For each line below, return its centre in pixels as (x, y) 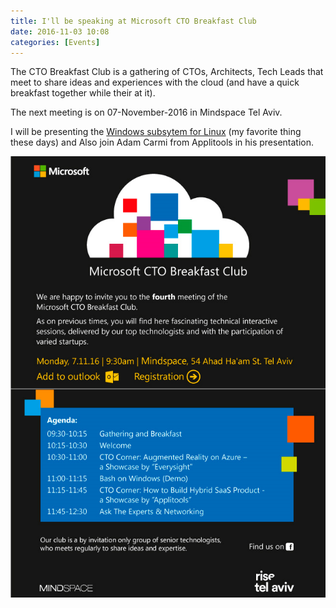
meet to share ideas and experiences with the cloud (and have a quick (155, 82)
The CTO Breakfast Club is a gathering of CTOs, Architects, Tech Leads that (167, 72)
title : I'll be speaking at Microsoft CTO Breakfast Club (133, 21)
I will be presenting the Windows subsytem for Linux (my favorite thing (156, 132)
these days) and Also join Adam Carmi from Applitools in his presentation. (162, 142)
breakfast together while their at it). (83, 93)
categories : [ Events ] (55, 42)
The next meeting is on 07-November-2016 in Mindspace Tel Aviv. (146, 112)
